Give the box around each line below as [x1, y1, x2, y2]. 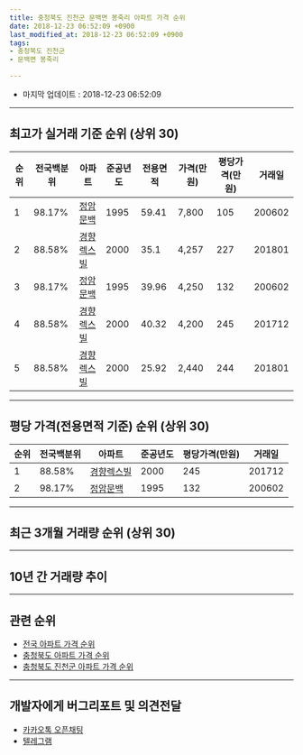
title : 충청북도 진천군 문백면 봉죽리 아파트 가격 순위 [9, 13, 186, 23]
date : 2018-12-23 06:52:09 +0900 [9, 22, 135, 31]
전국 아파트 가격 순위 [22, 639, 96, 649]
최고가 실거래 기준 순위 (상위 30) [9, 126, 179, 142]
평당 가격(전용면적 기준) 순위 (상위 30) [9, 419, 210, 434]
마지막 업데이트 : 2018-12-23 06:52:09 [22, 89, 162, 99]
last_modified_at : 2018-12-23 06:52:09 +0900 [9, 30, 183, 39]
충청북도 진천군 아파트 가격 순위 [22, 661, 133, 672]
